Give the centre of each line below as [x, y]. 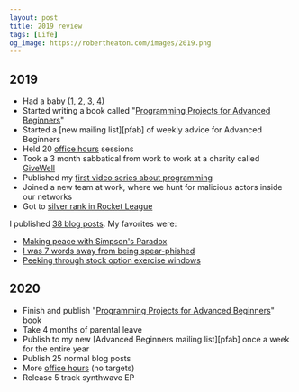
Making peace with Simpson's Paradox [95, 242]
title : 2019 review [46, 26]
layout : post [34, 18]
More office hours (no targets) [78, 368]
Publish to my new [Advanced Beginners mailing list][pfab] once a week [156, 339]
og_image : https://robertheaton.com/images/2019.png [110, 43]
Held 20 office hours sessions [78, 149]
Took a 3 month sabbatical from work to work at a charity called [141, 159]
